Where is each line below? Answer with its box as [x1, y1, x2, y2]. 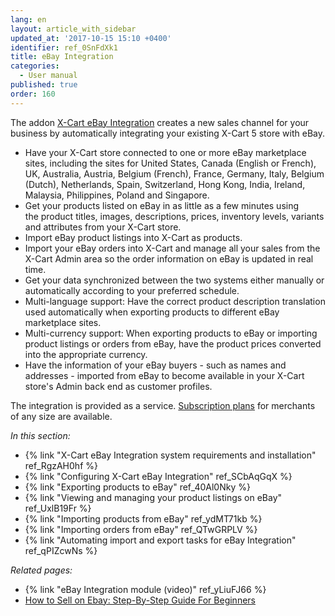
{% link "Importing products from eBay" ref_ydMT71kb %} [24, 512, 263, 525]
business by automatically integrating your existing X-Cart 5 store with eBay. [10, 127, 325, 139]
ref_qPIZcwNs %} [24, 544, 98, 556]
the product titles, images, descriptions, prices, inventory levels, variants [24, 210, 325, 222]
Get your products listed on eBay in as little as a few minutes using [24, 199, 300, 211]
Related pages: [10, 564, 73, 576]
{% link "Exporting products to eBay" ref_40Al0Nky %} [24, 481, 251, 493]
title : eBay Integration [10, 52, 114, 62]
